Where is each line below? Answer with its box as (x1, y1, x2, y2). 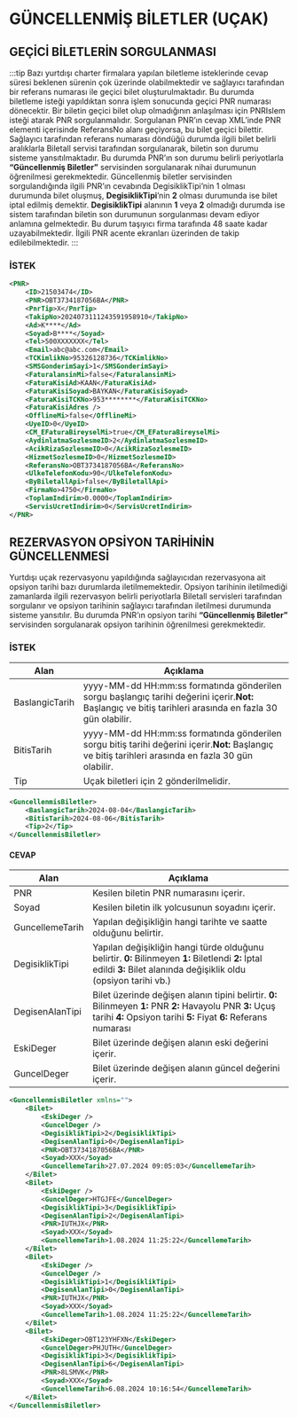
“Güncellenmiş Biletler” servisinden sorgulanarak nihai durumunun (9, 162, 257, 172)
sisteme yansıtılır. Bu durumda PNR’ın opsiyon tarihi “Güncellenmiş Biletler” (9, 610, 288, 621)
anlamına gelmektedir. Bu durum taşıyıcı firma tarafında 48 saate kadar (9, 218, 268, 229)
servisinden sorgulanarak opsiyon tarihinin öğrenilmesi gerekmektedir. (9, 619, 266, 630)
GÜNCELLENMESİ (9, 549, 109, 564)
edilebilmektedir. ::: (9, 238, 79, 247)
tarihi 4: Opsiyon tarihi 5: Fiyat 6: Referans (92, 1011, 268, 1023)
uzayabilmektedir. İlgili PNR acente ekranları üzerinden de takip (9, 228, 239, 239)
